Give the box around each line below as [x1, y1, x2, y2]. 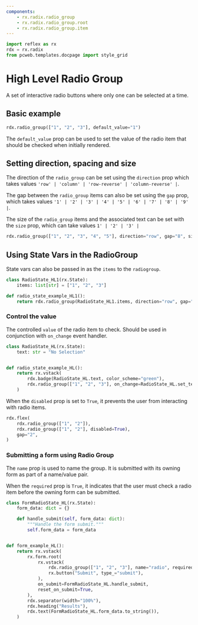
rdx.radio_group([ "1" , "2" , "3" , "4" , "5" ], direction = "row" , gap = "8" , [6, 234, 186, 240]
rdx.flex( [6, 415, 31, 421]
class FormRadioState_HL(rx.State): [6, 500, 96, 506]
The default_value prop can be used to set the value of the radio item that [6, 135, 187, 142]
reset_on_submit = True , [37, 587, 94, 593]
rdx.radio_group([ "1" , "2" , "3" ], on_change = [27, 381, 141, 387]
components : [6, 8, 35, 15]
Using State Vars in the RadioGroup [6, 250, 138, 260]
